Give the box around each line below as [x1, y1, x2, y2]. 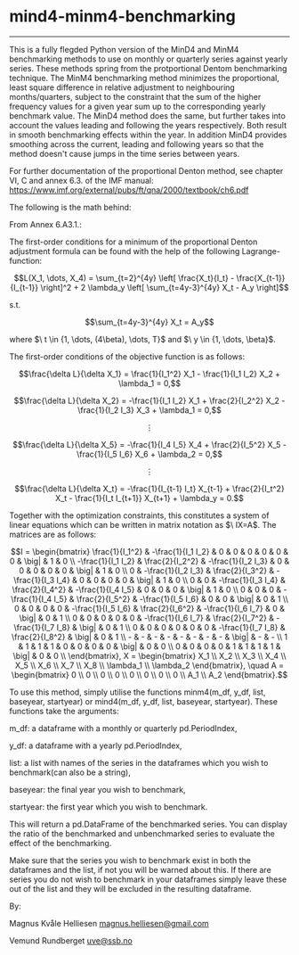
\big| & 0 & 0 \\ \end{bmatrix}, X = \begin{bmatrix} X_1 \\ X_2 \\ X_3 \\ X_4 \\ [12, 650, 287, 661]
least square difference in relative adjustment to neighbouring [9, 82, 236, 93]
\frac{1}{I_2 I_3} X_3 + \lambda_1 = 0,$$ [77, 404, 222, 416]
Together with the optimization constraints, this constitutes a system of [9, 510, 270, 521]
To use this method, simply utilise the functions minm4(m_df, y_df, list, [9, 687, 266, 697]
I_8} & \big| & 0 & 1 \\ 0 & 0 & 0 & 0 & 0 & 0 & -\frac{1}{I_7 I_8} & [56, 622, 286, 632]
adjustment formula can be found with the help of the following [9, 245, 240, 256]
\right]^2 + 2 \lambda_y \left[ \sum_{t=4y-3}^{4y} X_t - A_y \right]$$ [39, 282, 289, 292]
